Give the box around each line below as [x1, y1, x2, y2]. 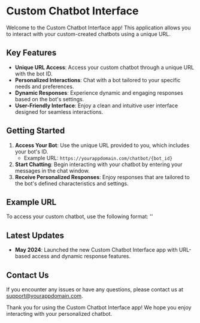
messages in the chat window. [14, 167, 90, 174]
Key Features [6, 48, 57, 58]
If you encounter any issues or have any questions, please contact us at [6, 286, 184, 293]
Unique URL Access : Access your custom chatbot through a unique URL [14, 64, 195, 71]
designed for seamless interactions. [14, 108, 104, 115]
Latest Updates [6, 230, 65, 240]
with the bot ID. [14, 70, 53, 77]
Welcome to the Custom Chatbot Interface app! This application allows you [6, 24, 191, 31]
